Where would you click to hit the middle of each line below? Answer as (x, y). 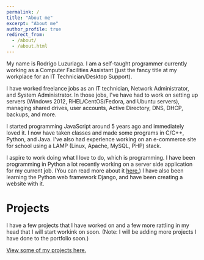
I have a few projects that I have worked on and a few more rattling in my (98, 225)
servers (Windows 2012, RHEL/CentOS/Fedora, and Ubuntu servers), (93, 101)
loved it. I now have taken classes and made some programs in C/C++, (95, 133)
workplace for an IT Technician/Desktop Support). (69, 76)
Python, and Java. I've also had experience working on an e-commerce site (101, 139)
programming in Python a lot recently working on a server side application (100, 164)
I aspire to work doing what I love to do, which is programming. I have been (101, 157)
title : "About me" (30, 18)
